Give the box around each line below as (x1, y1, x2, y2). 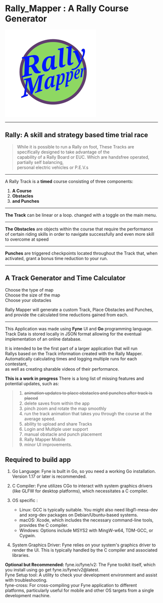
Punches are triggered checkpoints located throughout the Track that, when (5, 250, 158, 256)
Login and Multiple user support (24, 426, 88, 432)
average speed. (24, 416, 56, 422)
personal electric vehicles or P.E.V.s (16, 164, 89, 170)
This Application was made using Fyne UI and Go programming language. (5, 326, 153, 331)
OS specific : (12, 498, 38, 504)
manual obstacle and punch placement (24, 431, 102, 437)
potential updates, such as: (5, 380, 59, 386)
